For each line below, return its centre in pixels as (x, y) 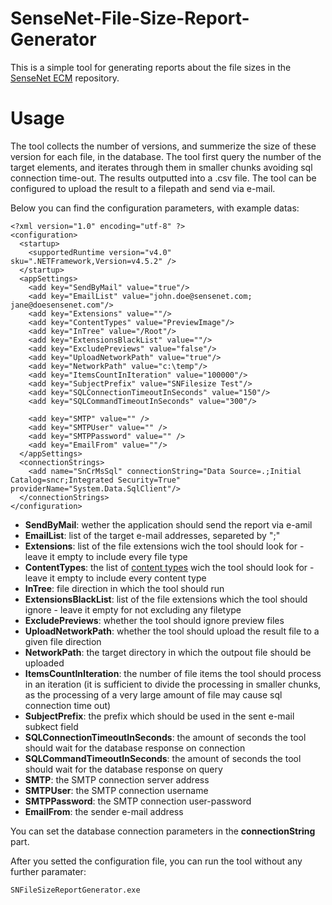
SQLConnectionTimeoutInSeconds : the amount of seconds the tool (165, 737)
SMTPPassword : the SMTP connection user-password (138, 801)
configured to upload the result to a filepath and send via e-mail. (143, 188)
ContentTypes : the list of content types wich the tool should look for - (169, 567)
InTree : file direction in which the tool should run (124, 588)
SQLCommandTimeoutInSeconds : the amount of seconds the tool (163, 758)
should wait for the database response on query (123, 769)
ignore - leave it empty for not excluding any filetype (133, 609)
